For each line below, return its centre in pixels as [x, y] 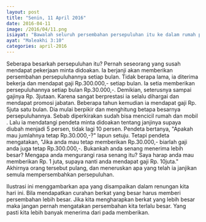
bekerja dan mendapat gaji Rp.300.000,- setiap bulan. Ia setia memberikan [101, 83]
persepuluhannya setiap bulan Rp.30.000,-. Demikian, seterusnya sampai [99, 90]
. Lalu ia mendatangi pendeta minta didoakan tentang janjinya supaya [94, 122]
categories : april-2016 [37, 47]
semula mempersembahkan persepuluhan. [60, 174]
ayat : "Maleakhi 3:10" [35, 40]
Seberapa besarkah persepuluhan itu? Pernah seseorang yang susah [93, 63]
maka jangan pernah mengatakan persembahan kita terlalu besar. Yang [96, 205]
